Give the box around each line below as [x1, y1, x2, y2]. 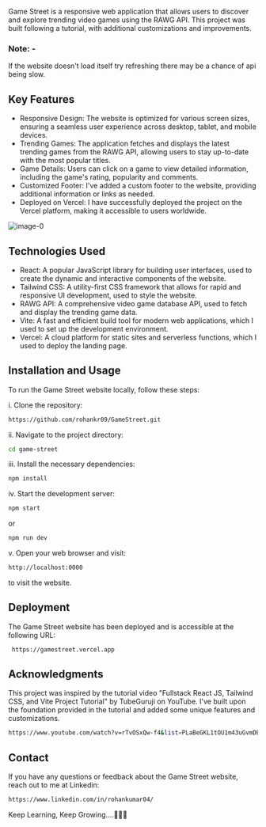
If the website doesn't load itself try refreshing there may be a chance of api [8, 61, 256, 70]
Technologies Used [8, 245, 105, 258]
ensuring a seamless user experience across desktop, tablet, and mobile [19, 122, 257, 131]
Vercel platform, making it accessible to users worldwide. [19, 206, 207, 216]
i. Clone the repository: [8, 400, 83, 410]
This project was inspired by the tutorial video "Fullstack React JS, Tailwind [8, 689, 253, 698]
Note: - [8, 43, 36, 54]
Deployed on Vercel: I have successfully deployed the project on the [19, 198, 243, 207]
